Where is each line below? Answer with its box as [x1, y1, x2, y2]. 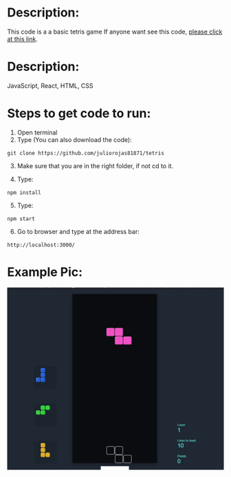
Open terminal [16, 128, 58, 137]
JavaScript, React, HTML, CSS [7, 81, 93, 90]
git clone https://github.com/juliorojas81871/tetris [7, 150, 165, 156]
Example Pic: [7, 264, 83, 279]
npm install [7, 189, 41, 196]
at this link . [7, 34, 38, 43]
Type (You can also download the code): [16, 135, 132, 143]
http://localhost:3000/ [7, 242, 76, 248]
